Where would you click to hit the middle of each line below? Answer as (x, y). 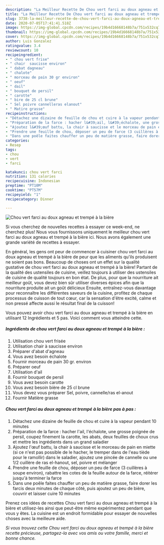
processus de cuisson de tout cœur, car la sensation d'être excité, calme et (81, 298)
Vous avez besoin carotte (38, 383)
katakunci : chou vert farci (34, 172)
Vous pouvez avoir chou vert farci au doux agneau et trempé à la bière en (79, 313)
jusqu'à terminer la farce (37, 478)
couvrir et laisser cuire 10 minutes (46, 493)
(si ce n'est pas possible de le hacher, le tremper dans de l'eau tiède (81, 452)
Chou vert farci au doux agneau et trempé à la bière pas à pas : (71, 409)
